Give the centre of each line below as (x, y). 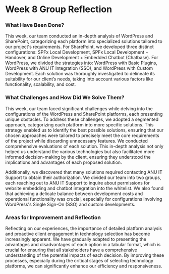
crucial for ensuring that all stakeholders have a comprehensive (71, 250)
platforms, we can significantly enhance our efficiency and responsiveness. (84, 266)
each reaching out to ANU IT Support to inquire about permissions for (78, 182)
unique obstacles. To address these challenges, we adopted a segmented (82, 119)
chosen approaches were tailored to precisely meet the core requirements (82, 135)
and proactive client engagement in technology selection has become (78, 234)
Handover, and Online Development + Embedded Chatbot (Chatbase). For (82, 58)
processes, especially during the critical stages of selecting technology (79, 261)
